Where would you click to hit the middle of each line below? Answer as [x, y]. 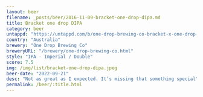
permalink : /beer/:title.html [44, 85]
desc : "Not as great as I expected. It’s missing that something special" [102, 79]
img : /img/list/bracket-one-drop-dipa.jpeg [62, 68]
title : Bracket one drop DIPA [44, 23]
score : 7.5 [20, 62]
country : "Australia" [34, 40]
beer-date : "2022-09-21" [37, 74]
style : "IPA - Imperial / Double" [50, 57]
